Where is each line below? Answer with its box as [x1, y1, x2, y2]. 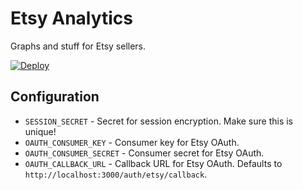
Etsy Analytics [10, 7, 134, 30]
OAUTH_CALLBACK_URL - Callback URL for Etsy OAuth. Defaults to [24, 157, 283, 169]
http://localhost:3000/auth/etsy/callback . [24, 168, 208, 180]
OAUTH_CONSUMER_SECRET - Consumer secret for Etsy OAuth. [24, 147, 265, 159]
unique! [24, 125, 57, 137]
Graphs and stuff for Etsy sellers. [10, 40, 147, 52]
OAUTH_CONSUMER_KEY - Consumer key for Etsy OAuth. [24, 136, 240, 148]
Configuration [10, 88, 100, 106]
